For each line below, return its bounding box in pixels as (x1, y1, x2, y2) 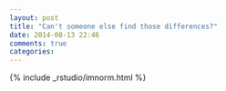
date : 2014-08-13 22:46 (9, 30, 100, 39)
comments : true (9, 38, 67, 48)
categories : (9, 47, 55, 56)
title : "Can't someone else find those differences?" (9, 22, 219, 31)
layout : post (9, 13, 59, 23)
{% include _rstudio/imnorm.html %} (9, 72, 147, 83)
